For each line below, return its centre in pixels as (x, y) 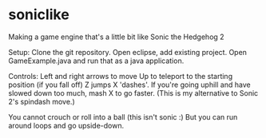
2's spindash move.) (42, 101)
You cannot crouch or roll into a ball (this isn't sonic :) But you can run (123, 116)
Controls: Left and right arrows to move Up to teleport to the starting (121, 76)
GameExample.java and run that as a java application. (96, 61)
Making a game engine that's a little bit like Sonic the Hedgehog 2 (117, 37)
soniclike (39, 15)
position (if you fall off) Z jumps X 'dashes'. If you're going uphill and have (129, 85)
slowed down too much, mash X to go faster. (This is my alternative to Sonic (133, 93)
